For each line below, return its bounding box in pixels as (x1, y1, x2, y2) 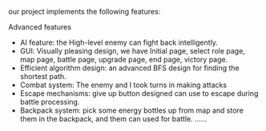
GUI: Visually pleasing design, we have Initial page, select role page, (19, 46, 246, 55)
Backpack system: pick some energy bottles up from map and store (19, 105, 244, 115)
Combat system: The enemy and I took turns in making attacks (19, 80, 227, 89)
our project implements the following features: (8, 7, 161, 16)
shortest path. (19, 72, 66, 81)
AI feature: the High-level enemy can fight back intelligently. (19, 38, 219, 47)
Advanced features (8, 22, 72, 31)
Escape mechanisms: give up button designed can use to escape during (19, 89, 259, 98)
